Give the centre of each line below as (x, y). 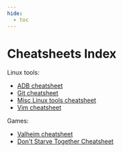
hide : (15, 13)
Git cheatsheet (38, 93)
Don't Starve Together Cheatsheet (65, 142)
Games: (18, 121)
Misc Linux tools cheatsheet (56, 101)
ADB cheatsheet (40, 86)
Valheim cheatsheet (45, 134)
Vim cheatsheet (39, 107)
